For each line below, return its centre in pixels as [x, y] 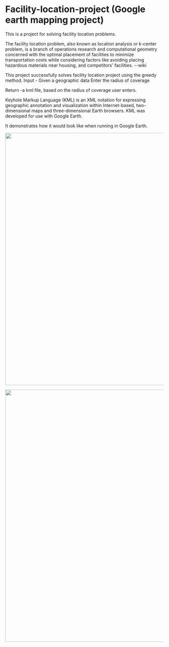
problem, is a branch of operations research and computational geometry [81, 49]
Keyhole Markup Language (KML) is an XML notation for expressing [75, 100]
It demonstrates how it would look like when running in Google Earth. [76, 126]
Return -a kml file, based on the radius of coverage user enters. [71, 90]
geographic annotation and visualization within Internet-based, [70, 105]
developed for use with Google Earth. [44, 116]
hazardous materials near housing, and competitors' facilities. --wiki [76, 65]
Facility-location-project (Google [75, 9]
